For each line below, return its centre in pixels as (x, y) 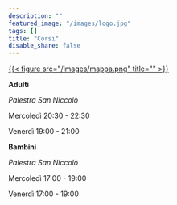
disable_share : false (45, 46)
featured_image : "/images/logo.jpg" (70, 23)
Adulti (19, 85)
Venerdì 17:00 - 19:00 (43, 194)
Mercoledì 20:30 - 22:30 (49, 116)
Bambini (23, 147)
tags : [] (23, 31)
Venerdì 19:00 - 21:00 (44, 132)
